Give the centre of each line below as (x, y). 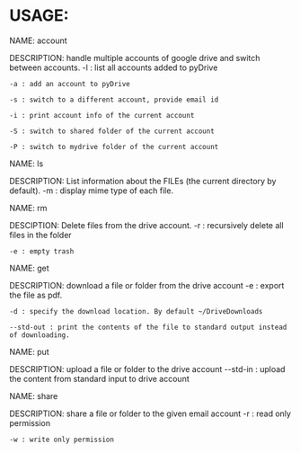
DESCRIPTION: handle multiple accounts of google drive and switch (135, 58)
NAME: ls (26, 164)
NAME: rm (28, 208)
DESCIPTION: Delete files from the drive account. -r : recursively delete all (147, 225)
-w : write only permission (62, 440)
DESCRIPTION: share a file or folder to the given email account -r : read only (150, 413)
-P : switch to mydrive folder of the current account (114, 147)
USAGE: (39, 16)
